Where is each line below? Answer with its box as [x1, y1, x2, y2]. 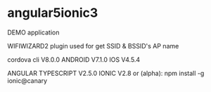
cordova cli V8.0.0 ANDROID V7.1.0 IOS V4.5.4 [7, 55, 141, 64]
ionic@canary [7, 76, 48, 85]
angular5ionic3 [7, 5, 98, 21]
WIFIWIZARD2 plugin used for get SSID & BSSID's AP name [7, 41, 179, 50]
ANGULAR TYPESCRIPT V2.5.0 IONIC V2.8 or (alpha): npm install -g [7, 69, 205, 77]
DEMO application [7, 28, 60, 37]
